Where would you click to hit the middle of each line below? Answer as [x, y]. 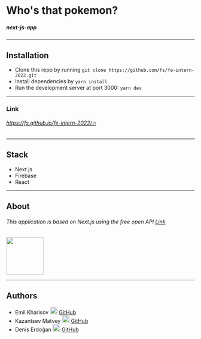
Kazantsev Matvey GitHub [51, 321]
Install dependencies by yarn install [61, 81]
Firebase [26, 175]
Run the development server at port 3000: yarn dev [78, 87]
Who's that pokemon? [62, 10]
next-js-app [22, 27]
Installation [28, 55]
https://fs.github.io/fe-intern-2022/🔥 [51, 123]
